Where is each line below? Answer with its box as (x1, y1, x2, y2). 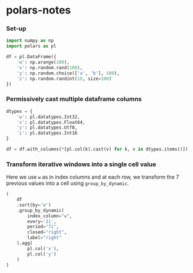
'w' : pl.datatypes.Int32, (16, 114, 81, 120)
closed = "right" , (27, 230, 67, 235)
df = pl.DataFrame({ (6, 54, 57, 60)
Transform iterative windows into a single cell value (6, 160, 157, 168)
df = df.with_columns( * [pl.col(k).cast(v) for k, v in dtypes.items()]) (6, 146, 188, 153)
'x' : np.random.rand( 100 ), (16, 65, 83, 70)
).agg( (16, 240, 33, 247)
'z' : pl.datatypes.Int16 (16, 130, 78, 136)
